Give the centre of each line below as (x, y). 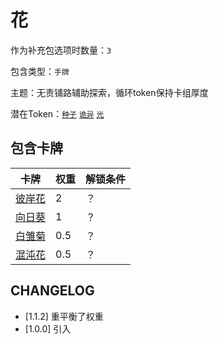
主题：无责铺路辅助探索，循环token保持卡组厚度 (109, 92)
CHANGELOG (52, 291)
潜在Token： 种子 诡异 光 (57, 113)
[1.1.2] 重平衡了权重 (64, 316)
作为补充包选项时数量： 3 (61, 50)
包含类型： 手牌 (40, 71)
